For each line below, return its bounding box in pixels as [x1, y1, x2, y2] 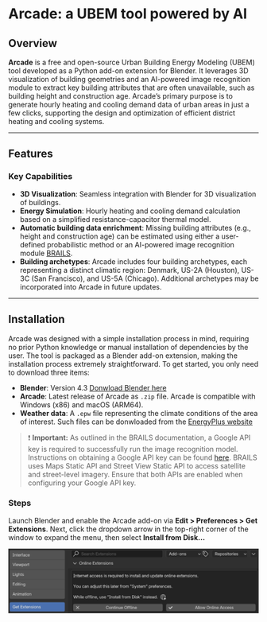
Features [8, 147, 53, 161]
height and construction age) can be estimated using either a [19, 231, 220, 241]
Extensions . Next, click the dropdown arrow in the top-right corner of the [8, 524, 249, 534]
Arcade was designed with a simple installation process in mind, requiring [8, 333, 250, 343]
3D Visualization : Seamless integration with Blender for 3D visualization [19, 189, 257, 199]
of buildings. [19, 197, 61, 207]
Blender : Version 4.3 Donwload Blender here [19, 383, 167, 392]
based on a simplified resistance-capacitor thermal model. [19, 214, 212, 224]
